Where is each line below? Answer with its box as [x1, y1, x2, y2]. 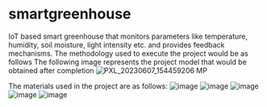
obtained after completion [8, 65, 94, 75]
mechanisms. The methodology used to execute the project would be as [8, 48, 248, 58]
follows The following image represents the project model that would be [8, 57, 248, 67]
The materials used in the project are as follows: [8, 81, 168, 91]
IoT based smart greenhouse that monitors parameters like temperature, [8, 31, 248, 41]
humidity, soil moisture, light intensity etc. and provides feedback [8, 39, 225, 49]
